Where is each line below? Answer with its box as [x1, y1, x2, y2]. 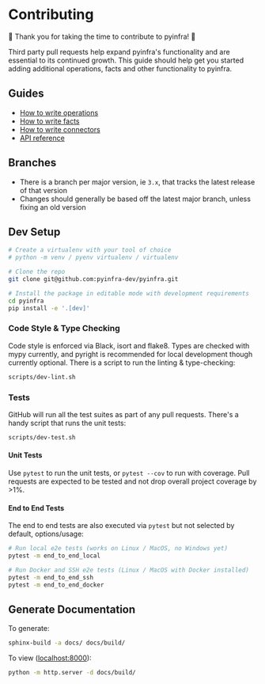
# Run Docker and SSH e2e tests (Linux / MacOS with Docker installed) [8, 566, 249, 574]
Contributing [8, 6, 94, 24]
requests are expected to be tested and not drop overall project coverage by [8, 477, 257, 486]
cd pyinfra [8, 297, 44, 305]
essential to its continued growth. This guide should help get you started [8, 55, 244, 65]
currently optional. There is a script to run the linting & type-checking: [8, 358, 236, 367]
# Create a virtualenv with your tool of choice [8, 246, 172, 254]
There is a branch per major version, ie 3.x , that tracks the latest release [19, 177, 256, 187]
